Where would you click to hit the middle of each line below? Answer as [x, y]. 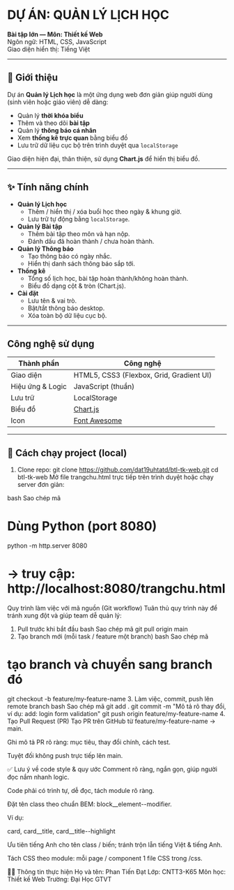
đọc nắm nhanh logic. [38, 777]
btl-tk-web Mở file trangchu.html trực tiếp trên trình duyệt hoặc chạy [115, 477]
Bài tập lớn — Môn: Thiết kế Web [55, 34]
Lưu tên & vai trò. [52, 300]
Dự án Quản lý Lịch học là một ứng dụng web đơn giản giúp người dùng [110, 94]
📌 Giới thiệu [32, 78]
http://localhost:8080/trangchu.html [116, 589]
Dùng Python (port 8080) [82, 526]
